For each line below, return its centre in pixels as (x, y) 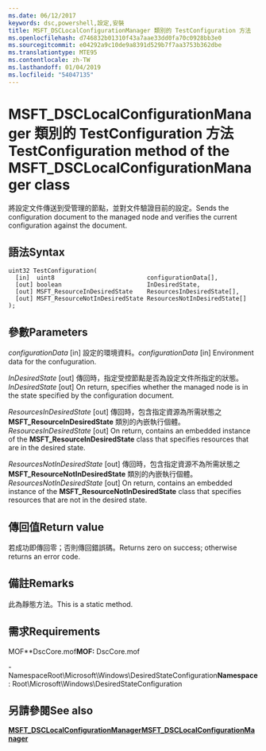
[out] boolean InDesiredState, (108, 285)
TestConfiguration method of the (119, 151)
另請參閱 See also (51, 711)
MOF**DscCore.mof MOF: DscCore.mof (74, 651)
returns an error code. (44, 556)
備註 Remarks (41, 584)
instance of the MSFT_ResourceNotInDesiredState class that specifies (125, 492)
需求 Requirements (54, 632)
